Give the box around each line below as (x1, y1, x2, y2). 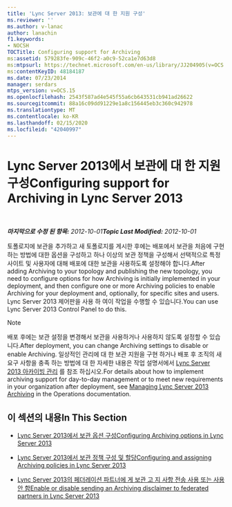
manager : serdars (7, 81, 57, 88)
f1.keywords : (7, 36, 45, 43)
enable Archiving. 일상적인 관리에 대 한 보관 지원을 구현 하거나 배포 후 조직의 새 (7, 350, 222, 358)
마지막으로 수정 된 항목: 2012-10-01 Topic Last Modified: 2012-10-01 (7, 228, 197, 236)
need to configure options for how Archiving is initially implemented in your (7, 275, 221, 283)
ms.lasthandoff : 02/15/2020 (7, 119, 88, 127)
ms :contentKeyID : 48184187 (7, 68, 85, 75)
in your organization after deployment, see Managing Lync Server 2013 (7, 382, 209, 391)
